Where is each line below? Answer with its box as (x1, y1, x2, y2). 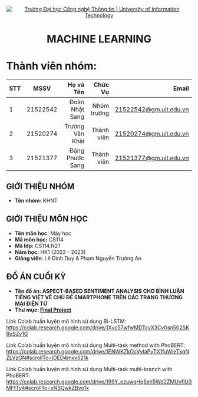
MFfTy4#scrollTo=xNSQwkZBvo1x (6, 384, 90, 391)
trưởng (90, 109, 110, 117)
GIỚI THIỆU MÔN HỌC (6, 214, 88, 224)
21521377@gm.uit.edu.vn (114, 154, 189, 162)
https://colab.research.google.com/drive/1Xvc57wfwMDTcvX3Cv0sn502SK (6, 324, 190, 331)
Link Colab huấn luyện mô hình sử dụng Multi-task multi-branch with (6, 365, 173, 372)
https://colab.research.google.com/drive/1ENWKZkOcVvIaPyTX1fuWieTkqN (6, 348, 190, 355)
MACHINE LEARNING (47, 32, 151, 46)
